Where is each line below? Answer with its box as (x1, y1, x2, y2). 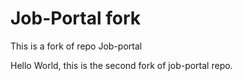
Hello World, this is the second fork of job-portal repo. (10, 59, 233, 71)
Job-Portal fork (10, 7, 141, 30)
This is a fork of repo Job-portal (10, 40, 143, 52)
